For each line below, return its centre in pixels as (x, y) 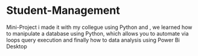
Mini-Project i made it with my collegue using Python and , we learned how (99, 27)
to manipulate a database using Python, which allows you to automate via (97, 33)
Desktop (17, 46)
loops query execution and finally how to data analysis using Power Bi (93, 40)
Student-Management (63, 11)
